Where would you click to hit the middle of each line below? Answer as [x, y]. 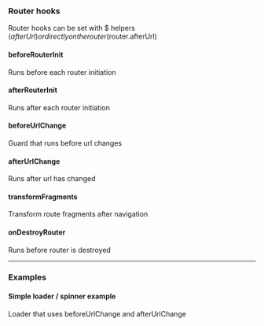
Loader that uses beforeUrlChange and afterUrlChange [97, 313]
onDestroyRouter [37, 232]
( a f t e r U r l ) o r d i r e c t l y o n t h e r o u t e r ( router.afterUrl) [82, 36]
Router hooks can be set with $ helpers [72, 28]
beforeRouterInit [36, 54]
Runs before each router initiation [62, 72]
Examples [27, 277]
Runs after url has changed [52, 179]
